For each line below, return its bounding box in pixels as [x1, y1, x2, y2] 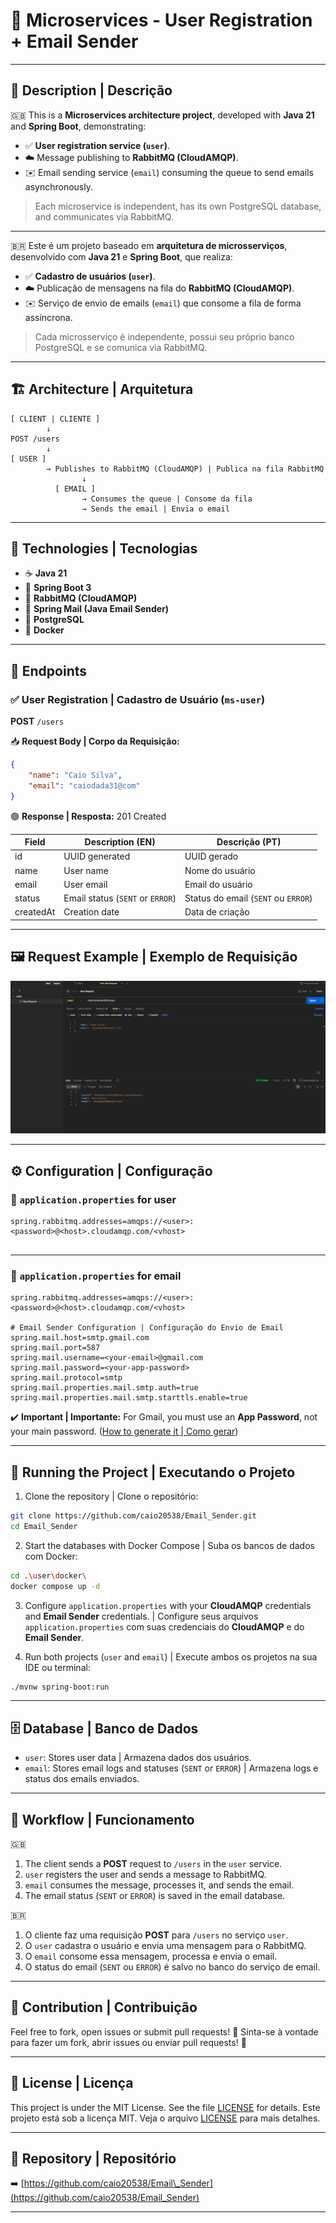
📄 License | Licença [10, 2075, 134, 2092]
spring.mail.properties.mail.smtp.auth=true [10, 1383, 199, 1393]
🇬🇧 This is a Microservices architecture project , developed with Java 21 [10, 109, 315, 121]
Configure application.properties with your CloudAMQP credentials [24, 1599, 312, 1611]
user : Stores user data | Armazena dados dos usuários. [24, 1752, 252, 1764]
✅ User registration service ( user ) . [24, 139, 170, 151]
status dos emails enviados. [24, 1773, 140, 1785]
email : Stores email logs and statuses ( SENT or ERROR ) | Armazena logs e [24, 1762, 319, 1774]
